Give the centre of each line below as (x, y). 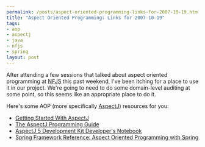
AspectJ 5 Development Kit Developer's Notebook (78, 131)
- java (15, 40)
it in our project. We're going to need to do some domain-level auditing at (98, 88)
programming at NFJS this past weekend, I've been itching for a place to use (103, 81)
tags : (13, 23)
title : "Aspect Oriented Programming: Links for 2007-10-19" (86, 18)
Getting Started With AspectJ (52, 118)
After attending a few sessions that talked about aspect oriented (87, 74)
